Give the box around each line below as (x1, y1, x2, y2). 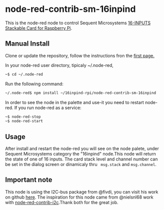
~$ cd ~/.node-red (5, 72, 43, 77)
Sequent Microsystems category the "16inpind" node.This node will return (5, 151, 156, 157)
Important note (5, 176, 53, 184)
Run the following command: (5, 81, 63, 87)
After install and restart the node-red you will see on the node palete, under (5, 146, 160, 152)
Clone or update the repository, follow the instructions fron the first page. (5, 52, 155, 58)
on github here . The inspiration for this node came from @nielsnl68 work (5, 194, 154, 200)
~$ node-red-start (5, 119, 43, 124)
